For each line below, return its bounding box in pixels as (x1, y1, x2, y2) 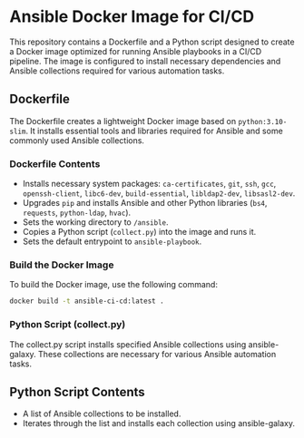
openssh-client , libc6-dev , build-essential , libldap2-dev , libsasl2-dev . (22, 188, 296, 199)
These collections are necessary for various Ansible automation (37, 348, 277, 359)
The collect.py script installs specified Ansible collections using (9, 338, 247, 350)
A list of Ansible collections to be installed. (22, 408, 181, 419)
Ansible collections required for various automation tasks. (9, 65, 225, 76)
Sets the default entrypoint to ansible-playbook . (22, 236, 202, 247)
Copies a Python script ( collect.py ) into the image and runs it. (22, 227, 257, 238)
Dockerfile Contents (9, 157, 101, 170)
